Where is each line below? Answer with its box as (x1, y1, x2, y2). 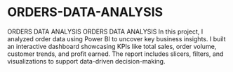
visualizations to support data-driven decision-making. (7, 57, 166, 65)
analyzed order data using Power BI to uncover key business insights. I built (7, 34, 226, 43)
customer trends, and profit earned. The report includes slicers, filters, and (7, 50, 224, 58)
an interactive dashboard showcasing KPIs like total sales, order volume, (7, 42, 217, 50)
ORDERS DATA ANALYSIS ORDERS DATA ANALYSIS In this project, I (7, 27, 204, 36)
